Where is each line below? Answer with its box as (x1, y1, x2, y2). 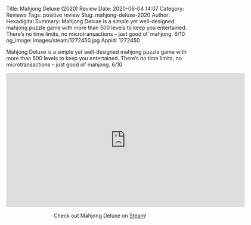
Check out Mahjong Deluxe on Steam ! (53, 212, 147, 219)
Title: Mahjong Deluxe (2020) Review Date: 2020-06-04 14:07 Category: (6, 5, 185, 12)
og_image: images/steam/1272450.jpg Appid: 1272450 (6, 37, 140, 44)
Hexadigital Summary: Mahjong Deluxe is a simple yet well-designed (6, 18, 175, 24)
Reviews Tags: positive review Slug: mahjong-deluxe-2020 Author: (6, 11, 171, 19)
